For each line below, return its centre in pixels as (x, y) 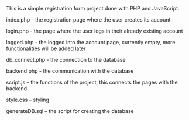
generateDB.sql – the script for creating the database (70, 111)
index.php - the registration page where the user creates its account (88, 20)
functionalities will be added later (46, 48)
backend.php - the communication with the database (70, 71)
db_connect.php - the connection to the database (66, 60)
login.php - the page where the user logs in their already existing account (94, 31)
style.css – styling (28, 100)
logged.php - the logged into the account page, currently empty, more (91, 42)
